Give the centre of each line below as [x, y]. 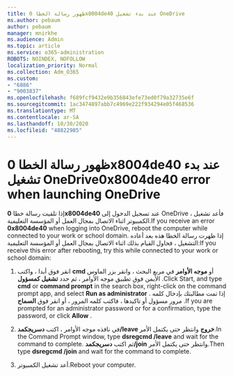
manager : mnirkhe [32, 33]
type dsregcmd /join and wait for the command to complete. [104, 352]
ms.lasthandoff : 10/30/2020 [48, 124]
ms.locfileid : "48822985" [45, 130]
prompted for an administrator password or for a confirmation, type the [119, 308]
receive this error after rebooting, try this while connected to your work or [113, 251]
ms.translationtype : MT [42, 111]
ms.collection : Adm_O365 [43, 72]
